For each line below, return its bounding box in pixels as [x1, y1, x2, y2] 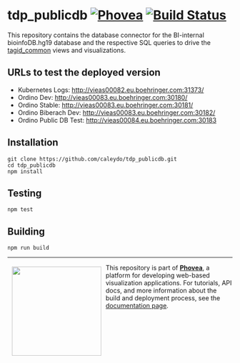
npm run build [7, 245, 50, 252]
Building [7, 225, 45, 237]
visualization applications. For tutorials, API [106, 279, 232, 287]
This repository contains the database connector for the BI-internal [7, 31, 205, 39]
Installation [7, 136, 59, 149]
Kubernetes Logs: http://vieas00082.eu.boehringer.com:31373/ [17, 86, 204, 94]
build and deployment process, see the [106, 294, 221, 302]
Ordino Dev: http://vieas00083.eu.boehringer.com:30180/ [17, 93, 188, 101]
